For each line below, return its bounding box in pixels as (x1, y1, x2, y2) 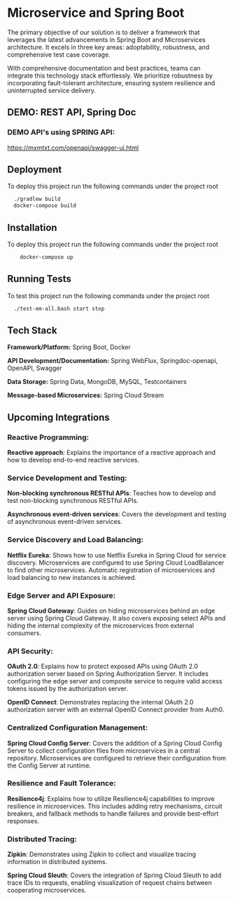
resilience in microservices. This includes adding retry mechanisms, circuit (7, 802, 223, 810)
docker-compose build (13, 202, 77, 209)
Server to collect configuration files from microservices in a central (7, 746, 201, 755)
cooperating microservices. (7, 886, 87, 895)
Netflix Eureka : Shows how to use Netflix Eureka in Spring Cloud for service (7, 551, 227, 559)
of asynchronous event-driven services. (7, 518, 122, 526)
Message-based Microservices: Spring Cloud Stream (7, 391, 164, 399)
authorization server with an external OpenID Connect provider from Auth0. (7, 705, 225, 714)
